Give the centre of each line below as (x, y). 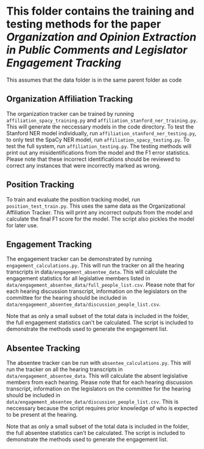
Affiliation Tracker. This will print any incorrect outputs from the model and (100, 212)
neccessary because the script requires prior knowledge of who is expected (102, 408)
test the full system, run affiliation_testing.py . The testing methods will (99, 146)
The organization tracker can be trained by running (70, 113)
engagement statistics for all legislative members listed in (78, 278)
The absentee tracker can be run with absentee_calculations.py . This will (99, 363)
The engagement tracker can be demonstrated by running (79, 259)
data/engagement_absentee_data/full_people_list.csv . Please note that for (100, 285)
